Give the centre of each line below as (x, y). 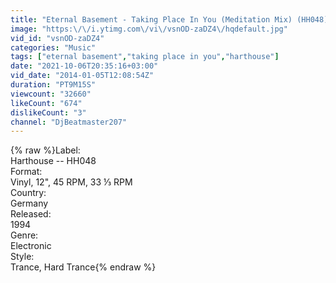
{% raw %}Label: (45, 150)
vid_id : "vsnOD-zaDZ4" (57, 38)
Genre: (24, 235)
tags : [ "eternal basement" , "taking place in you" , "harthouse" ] (145, 57)
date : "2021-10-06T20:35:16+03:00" (84, 66)
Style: (22, 257)
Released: (31, 214)
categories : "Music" (53, 47)
